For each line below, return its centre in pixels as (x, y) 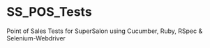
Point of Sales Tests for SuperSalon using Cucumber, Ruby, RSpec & (105, 31)
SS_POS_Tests (49, 12)
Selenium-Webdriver (36, 38)
